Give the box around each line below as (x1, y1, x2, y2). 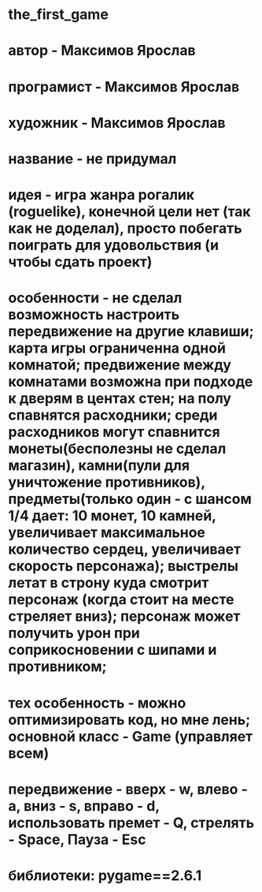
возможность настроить (8, 306, 179, 324)
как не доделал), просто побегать (8, 219, 242, 237)
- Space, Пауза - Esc (8, 830, 146, 849)
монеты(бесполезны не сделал (8, 440, 227, 458)
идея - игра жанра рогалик (8, 186, 195, 204)
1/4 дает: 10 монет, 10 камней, (8, 507, 216, 525)
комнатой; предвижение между (8, 356, 232, 374)
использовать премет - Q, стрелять (8, 814, 255, 831)
